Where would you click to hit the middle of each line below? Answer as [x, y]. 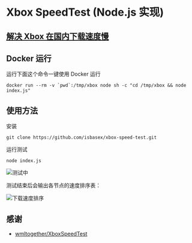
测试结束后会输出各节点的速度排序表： [53, 185]
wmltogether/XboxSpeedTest [51, 234]
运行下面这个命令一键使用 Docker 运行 [53, 74]
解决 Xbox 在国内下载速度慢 [58, 36]
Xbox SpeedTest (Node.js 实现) [85, 12]
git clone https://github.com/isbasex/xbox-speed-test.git [82, 138]
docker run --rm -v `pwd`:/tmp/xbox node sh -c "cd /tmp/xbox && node [96, 85]
